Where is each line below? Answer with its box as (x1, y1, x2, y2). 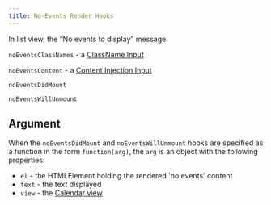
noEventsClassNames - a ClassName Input (8, 49, 144, 59)
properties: (8, 155, 45, 165)
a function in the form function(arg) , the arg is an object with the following (8, 147, 259, 157)
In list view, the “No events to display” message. (8, 34, 168, 44)
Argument (8, 117, 61, 131)
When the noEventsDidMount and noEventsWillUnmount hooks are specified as (8, 138, 264, 148)
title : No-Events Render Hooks (8, 11, 114, 20)
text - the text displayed (19, 179, 102, 190)
